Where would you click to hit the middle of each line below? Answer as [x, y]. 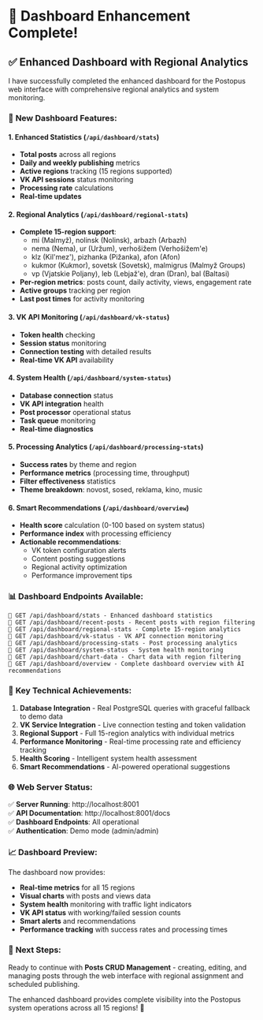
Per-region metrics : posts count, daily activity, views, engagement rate [135, 282]
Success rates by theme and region [78, 464]
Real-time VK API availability [67, 360]
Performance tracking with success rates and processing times [124, 929]
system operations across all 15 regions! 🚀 [76, 1007]
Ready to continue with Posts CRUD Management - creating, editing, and [128, 967]
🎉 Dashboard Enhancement [99, 16]
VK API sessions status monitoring [76, 180]
